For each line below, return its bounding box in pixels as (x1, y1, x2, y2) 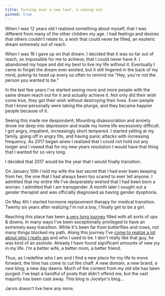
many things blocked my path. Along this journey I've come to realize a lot (5, 229, 156, 235)
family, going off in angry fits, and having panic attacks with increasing (5, 133, 149, 139)
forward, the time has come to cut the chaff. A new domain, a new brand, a (5, 260, 158, 266)
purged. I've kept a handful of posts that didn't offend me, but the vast (5, 270, 148, 276)
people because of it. (5, 107, 48, 114)
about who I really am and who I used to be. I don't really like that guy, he (5, 235, 154, 241)
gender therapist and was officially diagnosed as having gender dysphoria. (5, 189, 158, 195)
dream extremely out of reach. (5, 41, 67, 47)
